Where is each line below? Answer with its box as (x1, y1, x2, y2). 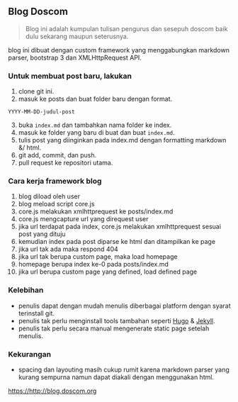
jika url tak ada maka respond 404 (18, 245, 119, 254)
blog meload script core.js (18, 200, 95, 208)
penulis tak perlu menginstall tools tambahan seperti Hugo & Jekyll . (18, 316, 215, 325)
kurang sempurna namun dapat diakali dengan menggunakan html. (18, 373, 215, 381)
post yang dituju (18, 230, 66, 238)
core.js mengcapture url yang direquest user (18, 215, 149, 223)
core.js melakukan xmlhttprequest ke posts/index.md (18, 207, 174, 216)
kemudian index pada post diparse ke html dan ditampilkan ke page (18, 238, 215, 246)
